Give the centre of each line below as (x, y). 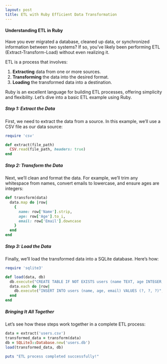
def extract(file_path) (30, 145)
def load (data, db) (25, 277)
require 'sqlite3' (24, 268)
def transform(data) (27, 198)
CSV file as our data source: (34, 126)
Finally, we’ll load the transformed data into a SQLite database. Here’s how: (82, 258)
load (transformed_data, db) (34, 347)
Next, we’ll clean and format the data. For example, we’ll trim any (72, 178)
